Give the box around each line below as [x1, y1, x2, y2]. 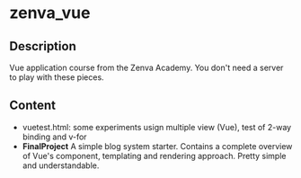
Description [9, 39, 76, 54]
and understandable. [22, 160, 100, 171]
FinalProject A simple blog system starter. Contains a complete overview [22, 140, 293, 151]
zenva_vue [9, 3, 91, 23]
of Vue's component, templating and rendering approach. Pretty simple [22, 150, 287, 161]
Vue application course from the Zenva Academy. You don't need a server [9, 62, 284, 73]
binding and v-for [22, 131, 87, 142]
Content [9, 98, 57, 113]
